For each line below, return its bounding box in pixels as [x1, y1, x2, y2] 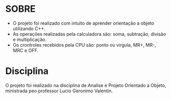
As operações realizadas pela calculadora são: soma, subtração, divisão [12, 31, 166, 37]
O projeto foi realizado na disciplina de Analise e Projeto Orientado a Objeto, [5, 82, 166, 88]
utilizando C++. [12, 25, 46, 31]
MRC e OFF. [12, 47, 39, 53]
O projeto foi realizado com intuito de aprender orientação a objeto [12, 20, 155, 26]
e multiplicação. [12, 36, 47, 43]
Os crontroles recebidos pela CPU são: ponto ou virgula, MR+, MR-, [12, 42, 157, 48]
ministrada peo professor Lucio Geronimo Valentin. [5, 88, 113, 94]
